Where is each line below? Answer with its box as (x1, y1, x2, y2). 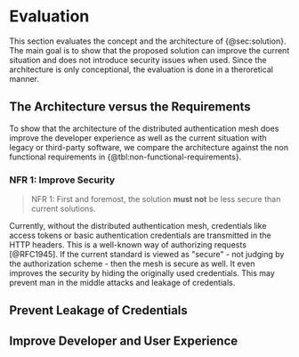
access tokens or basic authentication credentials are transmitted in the (9, 230, 271, 241)
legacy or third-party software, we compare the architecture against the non (9, 142, 289, 152)
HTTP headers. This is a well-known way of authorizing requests (9, 239, 247, 250)
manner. (9, 73, 40, 84)
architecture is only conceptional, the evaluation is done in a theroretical (9, 64, 274, 75)
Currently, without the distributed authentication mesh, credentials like (9, 221, 267, 231)
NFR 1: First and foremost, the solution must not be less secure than (30, 194, 281, 205)
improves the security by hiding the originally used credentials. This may (9, 268, 276, 279)
